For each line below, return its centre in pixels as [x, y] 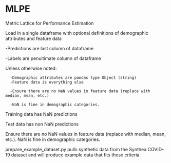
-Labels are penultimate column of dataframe [53, 58]
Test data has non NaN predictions [42, 124]
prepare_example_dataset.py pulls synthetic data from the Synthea [76, 149]
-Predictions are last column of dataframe [50, 48]
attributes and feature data [34, 38]
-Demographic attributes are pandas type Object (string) [73, 77]
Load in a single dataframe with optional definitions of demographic [77, 33]
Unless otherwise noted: [31, 68]
